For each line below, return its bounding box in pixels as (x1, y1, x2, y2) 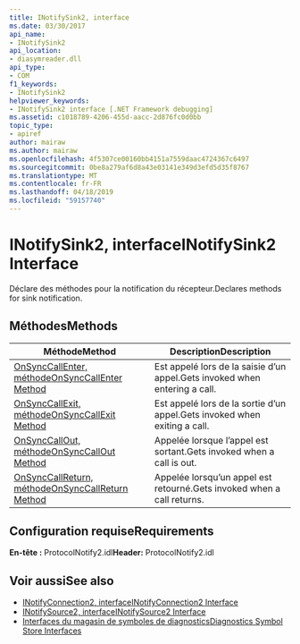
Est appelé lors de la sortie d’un (154, 397, 287, 410)
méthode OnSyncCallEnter (13, 371, 123, 384)
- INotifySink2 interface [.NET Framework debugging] (9, 105, 214, 114)
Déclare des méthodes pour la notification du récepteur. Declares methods (9, 283, 282, 293)
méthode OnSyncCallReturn (13, 482, 129, 495)
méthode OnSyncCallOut (13, 445, 116, 457)
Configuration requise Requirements (9, 524, 214, 539)
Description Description (169, 345, 271, 358)
